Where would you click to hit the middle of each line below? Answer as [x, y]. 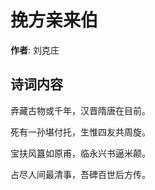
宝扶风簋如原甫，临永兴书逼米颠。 [80, 153]
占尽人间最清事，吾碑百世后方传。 [80, 174]
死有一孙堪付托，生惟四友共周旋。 [80, 132]
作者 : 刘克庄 [35, 50]
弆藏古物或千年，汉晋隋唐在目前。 [80, 110]
